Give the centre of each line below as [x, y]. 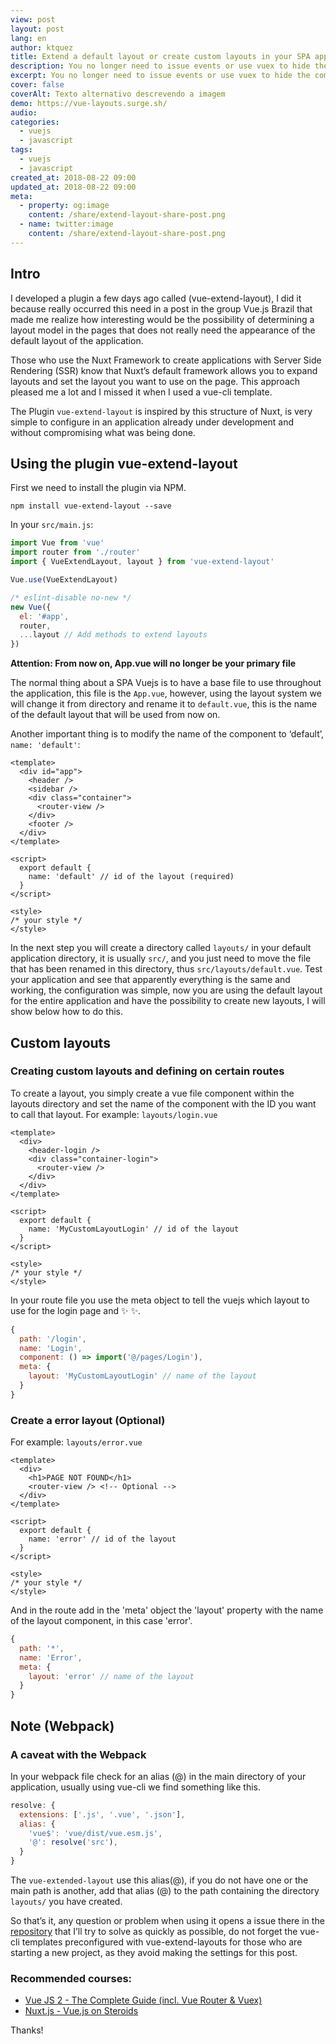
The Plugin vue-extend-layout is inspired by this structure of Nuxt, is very [161, 411]
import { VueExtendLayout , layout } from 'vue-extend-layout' [142, 562]
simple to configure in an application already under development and [152, 422]
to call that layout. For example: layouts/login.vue [114, 1114]
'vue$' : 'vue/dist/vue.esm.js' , [95, 1833]
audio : [24, 112]
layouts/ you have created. [66, 1902]
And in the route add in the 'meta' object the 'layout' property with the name [167, 1610]
